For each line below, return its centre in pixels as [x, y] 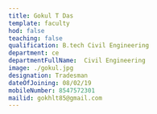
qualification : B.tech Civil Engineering [79, 46]
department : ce [34, 53]
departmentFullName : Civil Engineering [77, 61]
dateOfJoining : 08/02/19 [50, 83]
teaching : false [35, 38]
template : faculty [39, 23]
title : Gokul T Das [41, 16]
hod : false [27, 31]
